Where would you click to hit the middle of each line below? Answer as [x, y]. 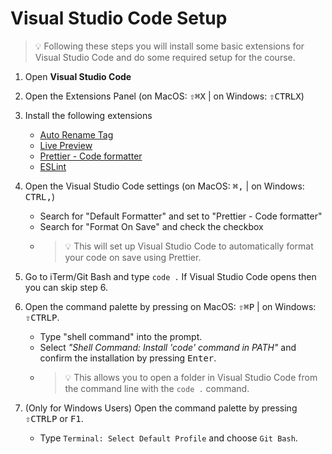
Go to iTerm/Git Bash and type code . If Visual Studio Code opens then [170, 276]
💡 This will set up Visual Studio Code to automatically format [189, 246]
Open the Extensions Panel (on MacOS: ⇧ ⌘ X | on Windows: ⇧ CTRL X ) [164, 96]
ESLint [53, 166]
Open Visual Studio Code [78, 76]
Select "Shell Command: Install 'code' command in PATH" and [168, 347]
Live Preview [66, 145]
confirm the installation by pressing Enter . [128, 358]
